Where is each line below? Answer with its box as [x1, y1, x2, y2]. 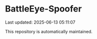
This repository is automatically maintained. [5, 28, 93, 34]
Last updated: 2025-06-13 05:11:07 [5, 19, 76, 25]
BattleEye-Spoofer [5, 3, 82, 14]
